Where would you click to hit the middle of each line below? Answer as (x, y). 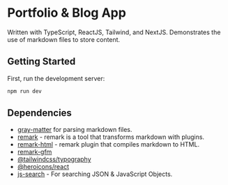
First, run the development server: (56, 78)
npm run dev (24, 91)
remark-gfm (35, 152)
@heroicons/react (43, 167)
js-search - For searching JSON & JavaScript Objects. (95, 174)
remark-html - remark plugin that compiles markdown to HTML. (108, 145)
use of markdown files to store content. (64, 39)
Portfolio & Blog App (67, 13)
